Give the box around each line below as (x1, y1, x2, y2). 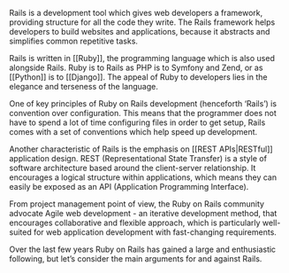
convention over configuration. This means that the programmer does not (9, 108, 277, 118)
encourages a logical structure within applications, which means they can (9, 172, 277, 183)
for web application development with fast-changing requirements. (34, 227, 277, 238)
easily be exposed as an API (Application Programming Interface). (9, 182, 249, 191)
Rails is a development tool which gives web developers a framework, (9, 8, 263, 18)
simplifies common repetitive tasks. (9, 35, 139, 46)
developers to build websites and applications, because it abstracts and (9, 27, 270, 36)
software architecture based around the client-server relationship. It (9, 163, 256, 173)
